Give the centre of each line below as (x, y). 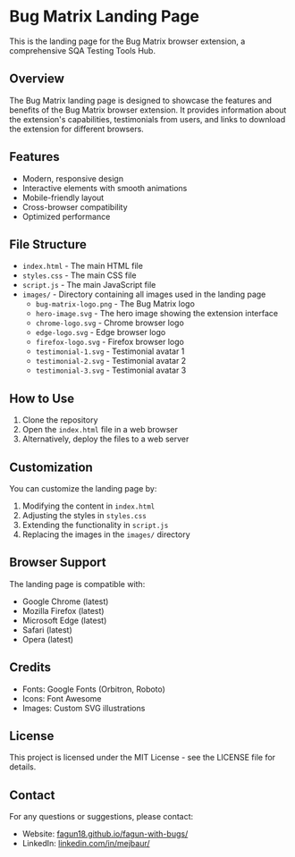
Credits (30, 668)
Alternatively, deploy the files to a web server (105, 439)
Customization (51, 467)
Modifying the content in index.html (88, 506)
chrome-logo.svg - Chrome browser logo (110, 323)
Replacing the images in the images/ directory (106, 534)
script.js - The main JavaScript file (89, 285)
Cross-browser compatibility (75, 206)
